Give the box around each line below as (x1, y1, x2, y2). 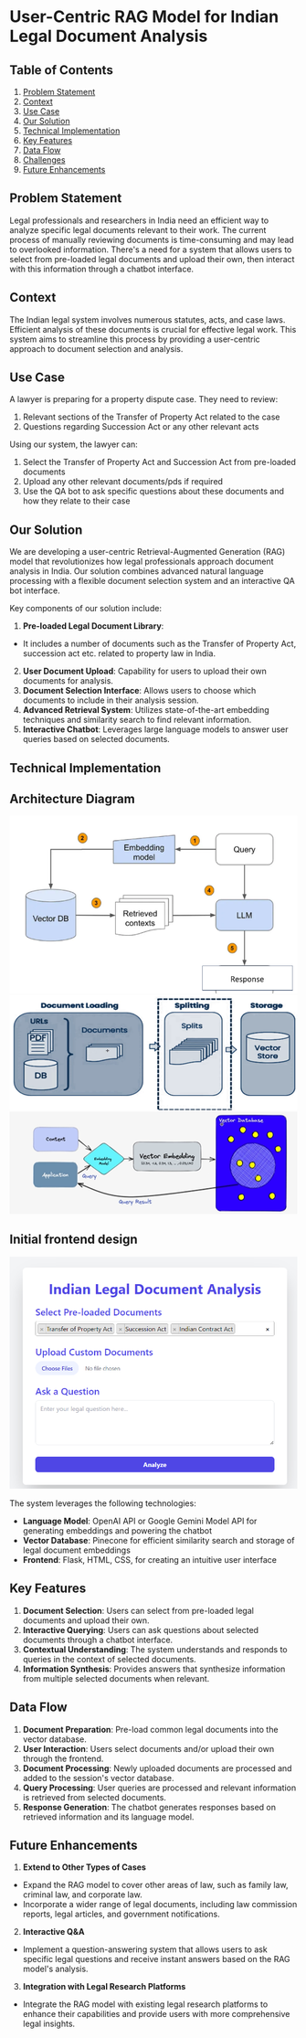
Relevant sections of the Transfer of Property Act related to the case (22, 411, 280, 422)
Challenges (22, 154, 66, 165)
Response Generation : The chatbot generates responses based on (22, 1801, 277, 1812)
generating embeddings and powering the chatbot (22, 1525, 213, 1536)
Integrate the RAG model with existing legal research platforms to (22, 1999, 269, 2010)
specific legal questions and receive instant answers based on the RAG (22, 1954, 290, 1965)
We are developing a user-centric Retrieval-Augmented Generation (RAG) (9, 547, 286, 557)
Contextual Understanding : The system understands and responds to (22, 1643, 288, 1655)
